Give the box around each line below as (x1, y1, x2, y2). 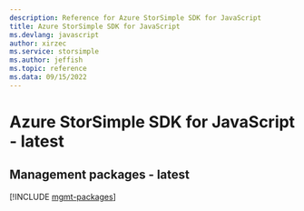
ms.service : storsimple (9, 47, 100, 56)
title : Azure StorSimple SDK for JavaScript (9, 22, 181, 31)
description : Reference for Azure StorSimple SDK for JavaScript (9, 13, 261, 23)
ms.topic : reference (9, 65, 88, 74)
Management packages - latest (9, 167, 191, 183)
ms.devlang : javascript (9, 30, 100, 39)
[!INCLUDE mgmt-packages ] (9, 191, 116, 202)
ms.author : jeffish (9, 55, 83, 65)
